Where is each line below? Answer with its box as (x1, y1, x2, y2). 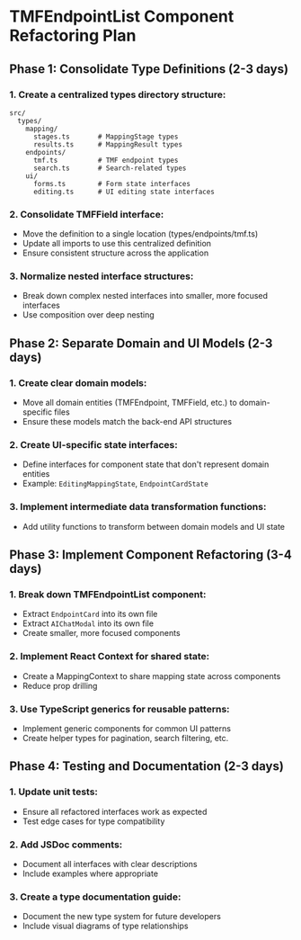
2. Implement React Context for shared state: (9, 650, 210, 663)
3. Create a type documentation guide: (9, 891, 181, 903)
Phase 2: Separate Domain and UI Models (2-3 (9, 336, 273, 351)
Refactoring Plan (9, 25, 137, 46)
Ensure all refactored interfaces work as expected (22, 806, 208, 817)
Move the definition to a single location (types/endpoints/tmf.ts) (22, 228, 259, 239)
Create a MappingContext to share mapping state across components (22, 670, 281, 681)
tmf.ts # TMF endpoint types (32, 156, 179, 165)
